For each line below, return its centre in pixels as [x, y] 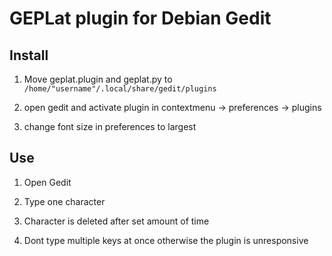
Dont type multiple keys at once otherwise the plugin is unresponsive [166, 240]
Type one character [64, 201]
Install [29, 55]
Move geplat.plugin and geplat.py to [98, 79]
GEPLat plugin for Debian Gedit [140, 18]
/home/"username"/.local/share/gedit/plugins [120, 89]
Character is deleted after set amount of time [116, 221]
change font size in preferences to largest [110, 126]
